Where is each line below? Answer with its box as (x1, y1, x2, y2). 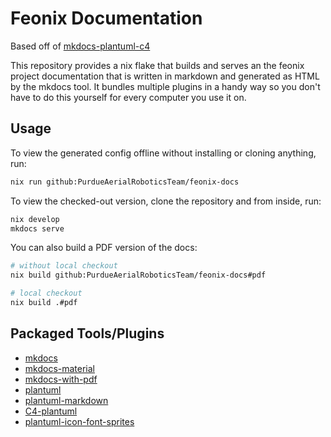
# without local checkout (10, 261, 118, 271)
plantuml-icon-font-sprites (24, 415, 135, 427)
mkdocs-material (24, 362, 96, 374)
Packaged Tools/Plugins (10, 325, 165, 342)
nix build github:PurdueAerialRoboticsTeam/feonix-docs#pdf (10, 270, 267, 281)
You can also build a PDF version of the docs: (10, 242, 198, 254)
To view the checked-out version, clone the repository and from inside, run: (10, 195, 322, 207)
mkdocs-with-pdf (24, 373, 98, 385)
